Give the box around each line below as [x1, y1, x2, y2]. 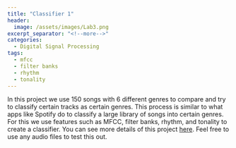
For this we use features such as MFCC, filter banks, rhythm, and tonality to [7, 118, 228, 126]
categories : [7, 37, 42, 44]
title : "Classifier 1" [7, 10, 74, 18]
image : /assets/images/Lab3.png [13, 23, 110, 30]
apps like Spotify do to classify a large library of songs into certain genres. [7, 110, 224, 118]
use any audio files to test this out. [7, 132, 107, 141]
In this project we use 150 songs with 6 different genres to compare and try [7, 95, 226, 104]
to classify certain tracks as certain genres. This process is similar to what [7, 103, 223, 111]
